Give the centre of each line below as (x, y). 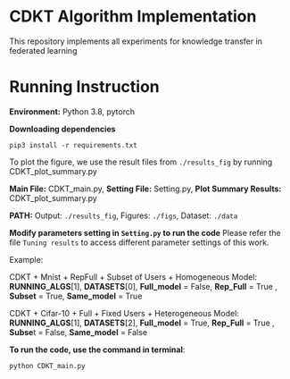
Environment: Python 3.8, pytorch (72, 111)
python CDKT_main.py (48, 366)
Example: (26, 259)
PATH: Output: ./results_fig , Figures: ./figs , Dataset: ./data (124, 215)
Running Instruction (85, 87)
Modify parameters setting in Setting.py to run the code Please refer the (145, 232)
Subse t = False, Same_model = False (79, 332)
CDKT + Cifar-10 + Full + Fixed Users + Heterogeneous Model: (124, 313)
